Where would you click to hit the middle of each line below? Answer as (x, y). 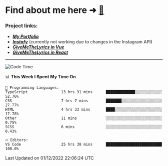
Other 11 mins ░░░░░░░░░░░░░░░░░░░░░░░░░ (84, 118)
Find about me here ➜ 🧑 (55, 10)
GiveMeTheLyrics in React (40, 52)
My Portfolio (25, 36)
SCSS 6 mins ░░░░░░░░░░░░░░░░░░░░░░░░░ (84, 127)
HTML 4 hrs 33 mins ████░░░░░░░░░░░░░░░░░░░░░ (84, 110)
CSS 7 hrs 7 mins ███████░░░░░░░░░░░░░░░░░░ (84, 101)
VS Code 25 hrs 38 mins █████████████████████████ (84, 145)
